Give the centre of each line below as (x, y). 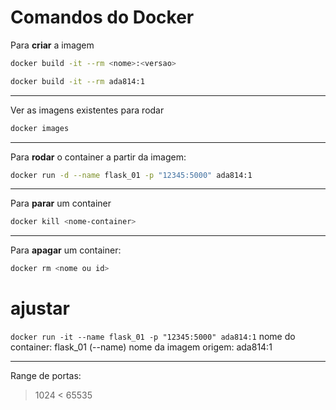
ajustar (40, 308)
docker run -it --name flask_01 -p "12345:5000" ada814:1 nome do (153, 337)
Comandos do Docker (102, 17)
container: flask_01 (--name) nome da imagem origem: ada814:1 (141, 347)
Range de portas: (46, 376)
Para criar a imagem (52, 45)
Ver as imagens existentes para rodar (87, 110)
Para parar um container (61, 203)
